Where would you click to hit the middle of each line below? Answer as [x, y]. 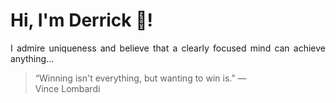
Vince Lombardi [67, 88]
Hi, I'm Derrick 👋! [81, 20]
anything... [32, 58]
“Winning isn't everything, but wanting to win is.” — [140, 78]
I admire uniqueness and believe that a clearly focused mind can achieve [168, 48]
